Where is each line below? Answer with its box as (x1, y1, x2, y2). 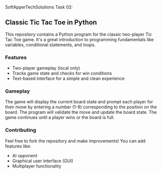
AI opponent (12, 152, 38, 158)
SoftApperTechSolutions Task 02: (5, 4, 73, 10)
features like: (5, 143, 31, 149)
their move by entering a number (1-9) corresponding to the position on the (5, 104, 157, 110)
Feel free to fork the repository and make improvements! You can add (5, 138, 146, 144)
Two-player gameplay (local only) (12, 65, 81, 71)
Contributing (5, 127, 36, 134)
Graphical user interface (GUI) (12, 158, 74, 164)
